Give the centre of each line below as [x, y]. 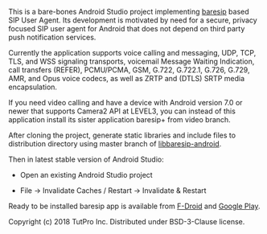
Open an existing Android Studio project [86, 175]
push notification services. [52, 37]
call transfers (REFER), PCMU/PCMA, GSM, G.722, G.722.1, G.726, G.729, [129, 70]
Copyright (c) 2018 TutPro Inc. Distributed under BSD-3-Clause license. [127, 222]
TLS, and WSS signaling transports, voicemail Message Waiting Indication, [131, 61]
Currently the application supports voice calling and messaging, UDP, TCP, [132, 53]
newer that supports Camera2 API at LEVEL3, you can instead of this [122, 111]
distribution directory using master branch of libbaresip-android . [115, 144]
